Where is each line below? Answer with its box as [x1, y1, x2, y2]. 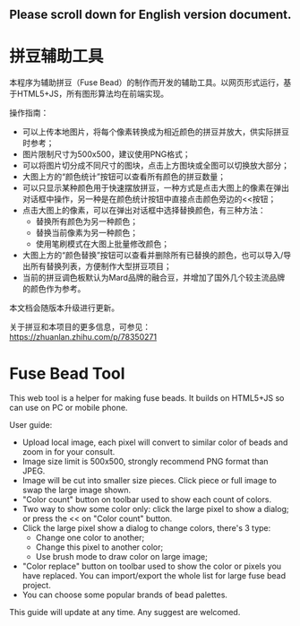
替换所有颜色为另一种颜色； [35, 216, 139, 227]
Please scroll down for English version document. [9, 7, 292, 22]
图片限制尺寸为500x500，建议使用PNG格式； [21, 149, 191, 160]
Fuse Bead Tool [9, 363, 125, 384]
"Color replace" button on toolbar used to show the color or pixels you [21, 561, 282, 572]
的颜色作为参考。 [21, 283, 86, 294]
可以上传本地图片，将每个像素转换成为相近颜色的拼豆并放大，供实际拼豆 [21, 126, 289, 137]
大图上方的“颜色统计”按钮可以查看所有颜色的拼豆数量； [21, 171, 227, 182]
